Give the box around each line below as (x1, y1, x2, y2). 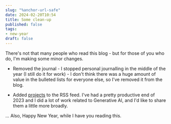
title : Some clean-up (5, 17, 52, 22)
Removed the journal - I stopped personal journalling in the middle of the (12, 65, 166, 72)
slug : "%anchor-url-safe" (5, 7, 60, 13)
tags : (5, 27, 17, 32)
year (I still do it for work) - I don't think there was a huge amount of (12, 71, 156, 77)
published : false (5, 22, 42, 27)
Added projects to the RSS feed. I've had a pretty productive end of (12, 92, 155, 98)
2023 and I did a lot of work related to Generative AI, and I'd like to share (12, 97, 166, 103)
